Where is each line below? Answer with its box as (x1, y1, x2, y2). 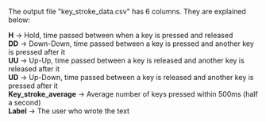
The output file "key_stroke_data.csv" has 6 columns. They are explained (8, 7, 246, 16)
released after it (8, 64, 60, 74)
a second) (8, 98, 41, 107)
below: (8, 15, 30, 25)
